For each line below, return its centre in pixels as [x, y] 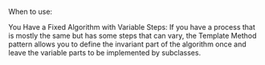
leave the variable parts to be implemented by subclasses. [105, 53]
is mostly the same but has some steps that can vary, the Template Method [132, 36]
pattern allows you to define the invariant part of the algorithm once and [127, 44]
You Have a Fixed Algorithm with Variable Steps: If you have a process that [132, 27]
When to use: [31, 12]
